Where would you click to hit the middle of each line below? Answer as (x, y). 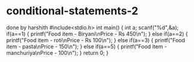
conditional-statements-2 (72, 11)
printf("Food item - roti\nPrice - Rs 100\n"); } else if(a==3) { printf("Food (96, 40)
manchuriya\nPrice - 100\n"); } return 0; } (58, 52)
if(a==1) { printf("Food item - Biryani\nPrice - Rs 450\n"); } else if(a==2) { (97, 33)
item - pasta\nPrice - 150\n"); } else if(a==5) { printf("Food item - (87, 46)
